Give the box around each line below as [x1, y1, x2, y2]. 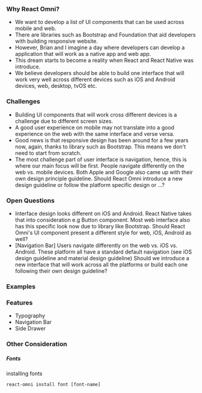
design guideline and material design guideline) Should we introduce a [14, 254, 189, 261]
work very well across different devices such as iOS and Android [14, 76, 176, 83]
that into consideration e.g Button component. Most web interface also [14, 216, 191, 224]
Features [6, 298, 33, 306]
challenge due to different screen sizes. [14, 117, 113, 124]
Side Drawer [14, 325, 46, 332]
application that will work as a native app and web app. [14, 50, 151, 58]
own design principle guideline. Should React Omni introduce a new [14, 175, 183, 182]
